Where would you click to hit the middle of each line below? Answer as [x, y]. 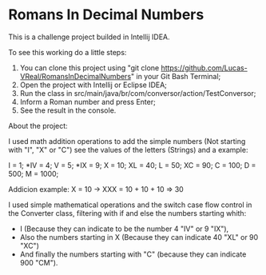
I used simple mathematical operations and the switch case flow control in [130, 205]
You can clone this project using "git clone [89, 68]
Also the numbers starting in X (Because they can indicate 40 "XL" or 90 [139, 237]
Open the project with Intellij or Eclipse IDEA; [93, 85]
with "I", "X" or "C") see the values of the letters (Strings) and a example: [128, 149]
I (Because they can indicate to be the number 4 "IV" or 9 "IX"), [124, 229]
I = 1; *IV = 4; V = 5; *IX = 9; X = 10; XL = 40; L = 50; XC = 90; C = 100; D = [132, 165]
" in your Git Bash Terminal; [176, 76]
